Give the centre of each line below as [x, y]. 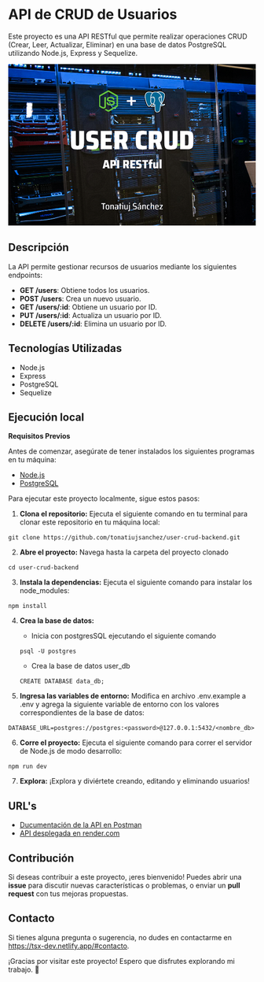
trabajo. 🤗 [24, 969]
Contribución [41, 858]
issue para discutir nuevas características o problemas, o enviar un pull [125, 886]
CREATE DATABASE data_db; [62, 682]
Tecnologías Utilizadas [65, 348]
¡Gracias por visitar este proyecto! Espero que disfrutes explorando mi [122, 961]
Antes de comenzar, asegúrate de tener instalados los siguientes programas [132, 451]
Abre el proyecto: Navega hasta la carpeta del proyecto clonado [124, 552]
